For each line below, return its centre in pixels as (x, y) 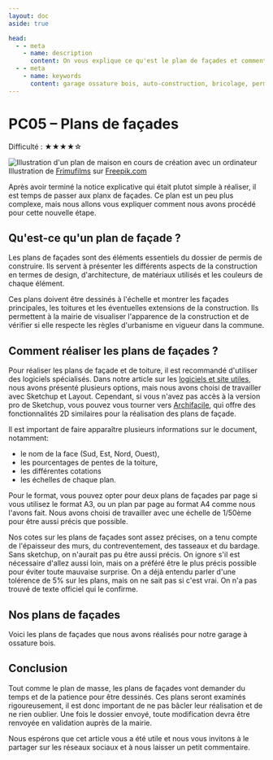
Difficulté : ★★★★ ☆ (45, 146)
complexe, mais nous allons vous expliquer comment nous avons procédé (132, 203)
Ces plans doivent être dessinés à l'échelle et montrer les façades (119, 299)
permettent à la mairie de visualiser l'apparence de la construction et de (129, 317)
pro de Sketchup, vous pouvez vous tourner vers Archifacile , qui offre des (132, 405)
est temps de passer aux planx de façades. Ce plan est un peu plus (121, 195)
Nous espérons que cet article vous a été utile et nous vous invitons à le (129, 738)
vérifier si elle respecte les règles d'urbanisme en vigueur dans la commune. (136, 325)
